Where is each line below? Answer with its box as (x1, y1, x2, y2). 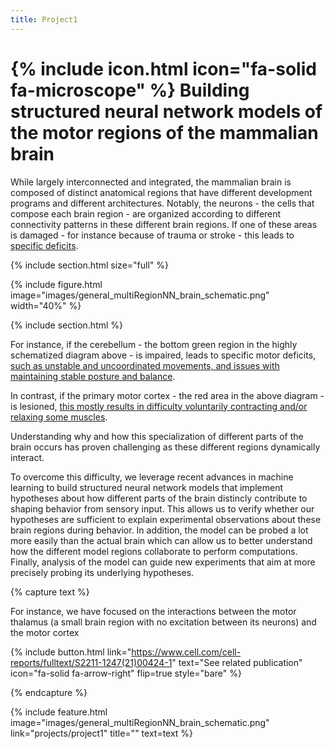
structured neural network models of (10, 100, 323, 123)
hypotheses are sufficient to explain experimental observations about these (10, 513, 322, 525)
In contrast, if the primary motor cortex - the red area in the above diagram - (10, 389, 325, 401)
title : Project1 (10, 14, 78, 25)
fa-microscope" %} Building (10, 79, 250, 101)
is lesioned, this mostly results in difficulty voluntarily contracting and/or (10, 400, 308, 412)
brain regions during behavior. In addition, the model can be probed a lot (10, 524, 309, 536)
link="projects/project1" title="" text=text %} (10, 727, 194, 739)
